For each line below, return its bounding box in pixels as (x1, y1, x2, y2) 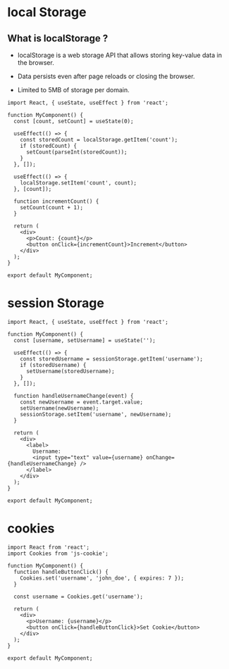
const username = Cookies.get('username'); (13, 593, 143, 600)
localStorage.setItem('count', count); (20, 180, 137, 187)
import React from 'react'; (7, 544, 90, 551)
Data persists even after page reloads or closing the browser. (17, 72, 195, 80)
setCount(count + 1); (20, 204, 83, 211)
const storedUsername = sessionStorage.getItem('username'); (20, 355, 203, 363)
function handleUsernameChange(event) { (13, 392, 134, 399)
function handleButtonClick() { (13, 568, 109, 575)
